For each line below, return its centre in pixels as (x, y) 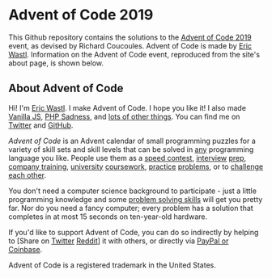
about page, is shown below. (56, 63)
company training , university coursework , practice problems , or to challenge (136, 166)
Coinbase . (25, 249)
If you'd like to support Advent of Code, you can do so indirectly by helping (134, 232)
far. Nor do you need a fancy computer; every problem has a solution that (131, 208)
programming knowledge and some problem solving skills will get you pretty (136, 199)
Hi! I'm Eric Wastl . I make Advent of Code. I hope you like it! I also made (127, 107)
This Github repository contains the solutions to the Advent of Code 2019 (130, 37)
